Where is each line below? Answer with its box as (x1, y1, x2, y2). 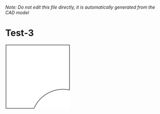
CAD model (5, 9, 29, 15)
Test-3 (5, 27, 34, 39)
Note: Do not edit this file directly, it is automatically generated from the (5, 4, 155, 10)
